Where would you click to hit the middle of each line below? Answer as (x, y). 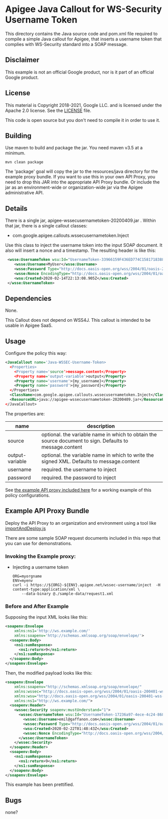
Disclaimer (22, 60)
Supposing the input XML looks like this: (46, 617)
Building (18, 136)
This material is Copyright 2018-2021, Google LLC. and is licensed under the (83, 105)
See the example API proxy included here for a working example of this (78, 490)
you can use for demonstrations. (39, 543)
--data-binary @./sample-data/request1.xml (67, 594)
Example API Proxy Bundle (47, 511)
